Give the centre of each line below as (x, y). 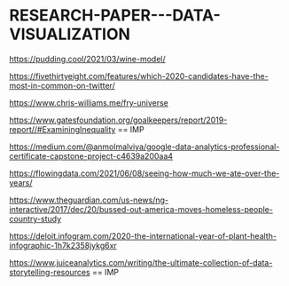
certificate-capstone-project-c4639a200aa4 (91, 155)
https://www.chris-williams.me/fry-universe (89, 102)
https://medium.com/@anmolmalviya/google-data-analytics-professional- (144, 147)
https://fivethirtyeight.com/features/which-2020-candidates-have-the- (139, 75)
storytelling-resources (50, 272)
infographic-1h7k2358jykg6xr (63, 245)
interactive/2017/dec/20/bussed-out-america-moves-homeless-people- (141, 209)
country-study (35, 218)
